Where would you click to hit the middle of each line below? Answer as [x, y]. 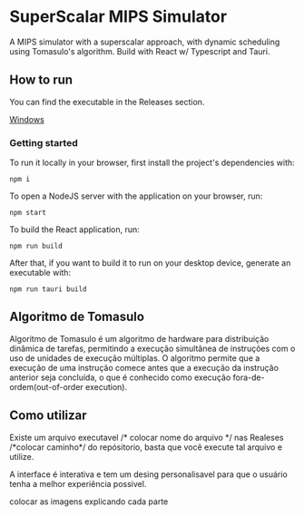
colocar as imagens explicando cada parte [89, 501]
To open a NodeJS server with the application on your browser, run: [136, 196]
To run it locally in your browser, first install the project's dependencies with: [152, 163]
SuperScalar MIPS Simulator [118, 17]
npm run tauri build [49, 289]
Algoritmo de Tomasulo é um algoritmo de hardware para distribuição [139, 338]
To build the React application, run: [75, 229]
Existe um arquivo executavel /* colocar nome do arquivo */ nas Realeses [147, 437]
